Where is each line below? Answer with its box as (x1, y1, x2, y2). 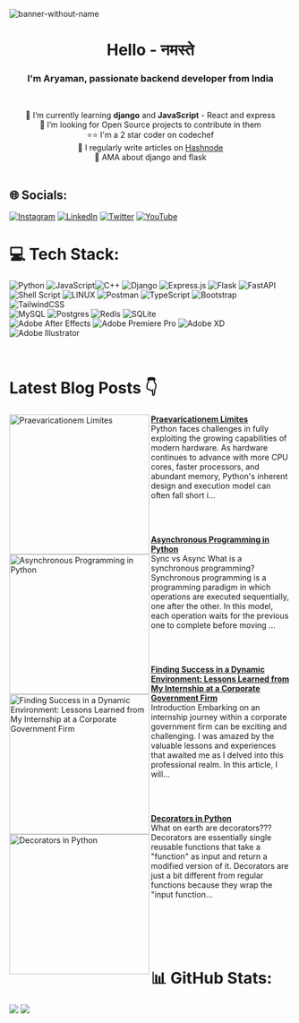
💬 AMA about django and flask (94, 152, 207, 163)
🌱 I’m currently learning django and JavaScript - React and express (25, 110, 276, 121)
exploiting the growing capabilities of (150, 433, 287, 443)
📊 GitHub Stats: (150, 968, 273, 989)
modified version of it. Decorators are (150, 861, 289, 872)
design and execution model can (150, 480, 271, 492)
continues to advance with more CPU (150, 452, 289, 463)
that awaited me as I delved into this (150, 750, 284, 761)
